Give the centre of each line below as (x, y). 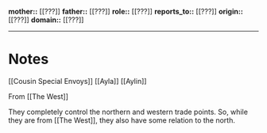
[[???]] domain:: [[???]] (46, 20)
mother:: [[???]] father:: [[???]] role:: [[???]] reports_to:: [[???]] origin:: (126, 11)
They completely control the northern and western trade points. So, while (128, 112)
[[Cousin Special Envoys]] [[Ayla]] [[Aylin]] (77, 81)
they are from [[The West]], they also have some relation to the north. (122, 120)
